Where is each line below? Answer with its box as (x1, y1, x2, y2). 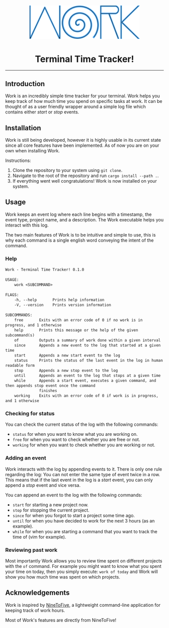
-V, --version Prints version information (14, 303, 112, 308)
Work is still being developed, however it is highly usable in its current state (5, 137, 161, 143)
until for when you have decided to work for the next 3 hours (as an (12, 518, 155, 524)
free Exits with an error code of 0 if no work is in (14, 318, 143, 323)
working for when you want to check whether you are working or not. (12, 442, 155, 448)
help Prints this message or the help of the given (14, 328, 138, 333)
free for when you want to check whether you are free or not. (12, 436, 140, 443)
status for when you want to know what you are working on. (12, 431, 138, 437)
